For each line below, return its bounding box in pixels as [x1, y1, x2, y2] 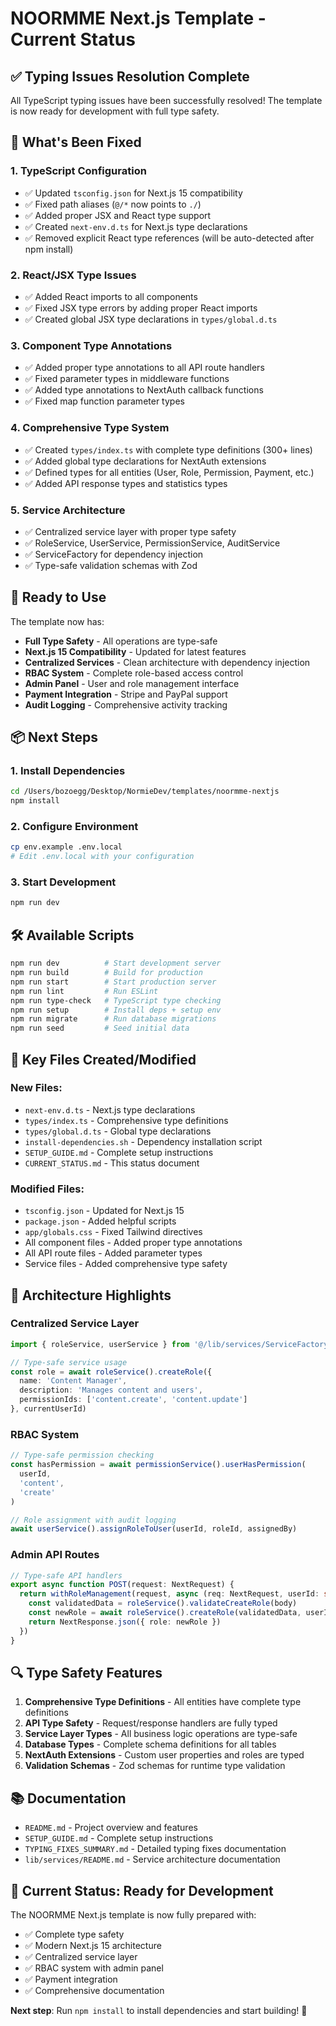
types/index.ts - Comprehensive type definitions [24, 1114, 229, 1126]
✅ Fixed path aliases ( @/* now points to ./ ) [24, 198, 202, 210]
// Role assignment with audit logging [10, 1515, 177, 1525]
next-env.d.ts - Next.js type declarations [24, 1103, 196, 1116]
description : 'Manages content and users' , [19, 1385, 203, 1396]
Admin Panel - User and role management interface [24, 677, 240, 689]
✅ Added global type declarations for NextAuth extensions [24, 455, 267, 467]
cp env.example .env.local [10, 842, 123, 852]
